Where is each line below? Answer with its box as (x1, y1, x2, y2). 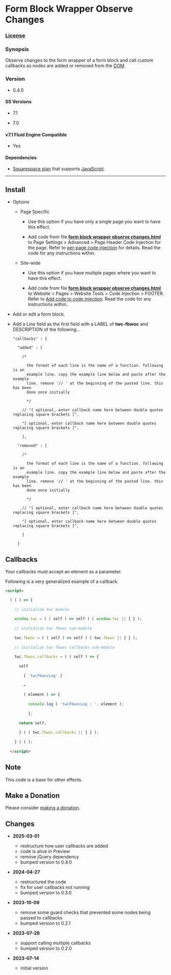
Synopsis (5, 46, 29, 53)
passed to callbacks (20, 915, 63, 921)
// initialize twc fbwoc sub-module (14, 626, 93, 631)
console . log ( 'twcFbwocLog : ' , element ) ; (27, 702, 124, 707)
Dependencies (5, 154, 37, 160)
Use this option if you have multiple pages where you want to (27, 270, 156, 276)
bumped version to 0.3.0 (20, 889, 72, 896)
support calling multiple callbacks (20, 940, 91, 946)
